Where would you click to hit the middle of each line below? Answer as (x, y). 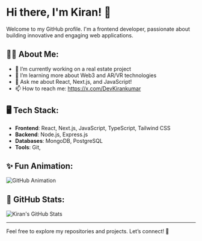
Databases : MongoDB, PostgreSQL (59, 140)
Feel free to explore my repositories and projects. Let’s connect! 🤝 (88, 231)
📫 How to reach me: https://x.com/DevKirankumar (78, 88)
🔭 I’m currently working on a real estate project (73, 69)
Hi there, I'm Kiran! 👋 (59, 12)
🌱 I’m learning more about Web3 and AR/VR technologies (86, 75)
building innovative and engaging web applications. (70, 35)
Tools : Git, (28, 147)
